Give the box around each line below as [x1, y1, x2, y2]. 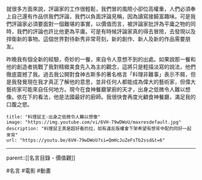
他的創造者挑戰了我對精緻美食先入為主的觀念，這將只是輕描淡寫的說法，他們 [6, 63, 196, 70]
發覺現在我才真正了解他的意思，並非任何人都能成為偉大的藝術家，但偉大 [16, 78, 196, 85]
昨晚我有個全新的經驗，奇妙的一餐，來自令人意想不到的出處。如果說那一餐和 [6, 56, 196, 63]
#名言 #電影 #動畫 [6, 167, 51, 174]
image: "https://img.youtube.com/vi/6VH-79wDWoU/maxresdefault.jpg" [6, 119, 182, 125]
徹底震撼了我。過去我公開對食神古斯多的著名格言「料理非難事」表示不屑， [6, 71, 191, 78]
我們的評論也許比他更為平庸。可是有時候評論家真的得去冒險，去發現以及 [16, 28, 196, 35]
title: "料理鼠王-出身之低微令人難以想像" [6, 114, 100, 120]
